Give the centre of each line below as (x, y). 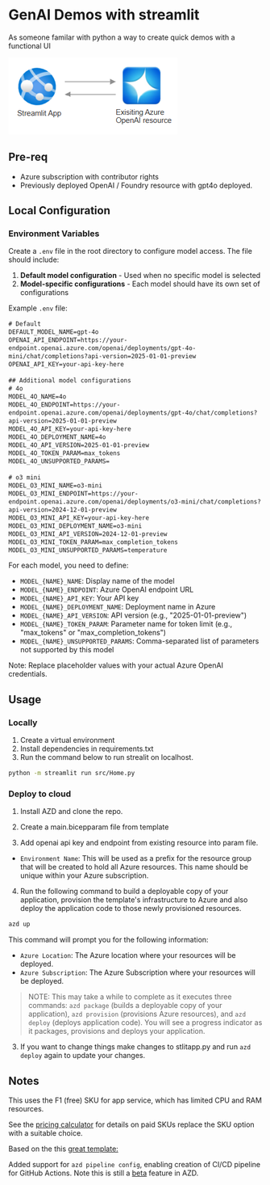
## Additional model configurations (70, 381)
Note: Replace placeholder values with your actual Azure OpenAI (116, 665)
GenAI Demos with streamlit (104, 15)
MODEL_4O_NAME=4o (37, 397)
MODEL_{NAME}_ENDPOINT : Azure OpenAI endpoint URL (107, 590)
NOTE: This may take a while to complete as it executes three (130, 997)
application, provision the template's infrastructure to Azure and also (134, 900)
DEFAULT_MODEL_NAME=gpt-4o (54, 332)
